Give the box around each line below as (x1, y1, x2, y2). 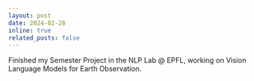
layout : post (8, 11, 52, 20)
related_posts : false (8, 33, 80, 42)
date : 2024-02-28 (8, 19, 66, 27)
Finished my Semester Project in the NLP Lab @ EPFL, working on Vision (8, 56, 247, 65)
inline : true (8, 26, 52, 34)
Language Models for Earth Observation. (8, 64, 142, 74)
